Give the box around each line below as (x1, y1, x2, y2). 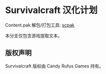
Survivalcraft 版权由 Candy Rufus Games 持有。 (5, 63, 104, 69)
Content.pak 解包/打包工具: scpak (5, 22, 75, 28)
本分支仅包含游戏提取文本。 (5, 32, 62, 38)
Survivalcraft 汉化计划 (5, 4, 98, 16)
